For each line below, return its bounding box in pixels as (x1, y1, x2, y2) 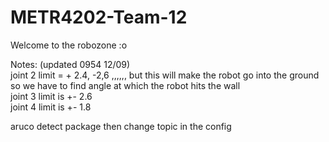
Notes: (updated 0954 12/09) (10, 58, 131, 70)
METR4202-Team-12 (10, 6, 188, 29)
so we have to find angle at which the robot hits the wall (10, 79, 241, 91)
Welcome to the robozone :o (10, 39, 128, 51)
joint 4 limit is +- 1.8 (10, 101, 92, 113)
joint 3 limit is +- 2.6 (10, 90, 93, 102)
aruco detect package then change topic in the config (10, 120, 232, 132)
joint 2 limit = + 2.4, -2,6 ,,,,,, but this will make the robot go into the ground (10, 69, 320, 81)
